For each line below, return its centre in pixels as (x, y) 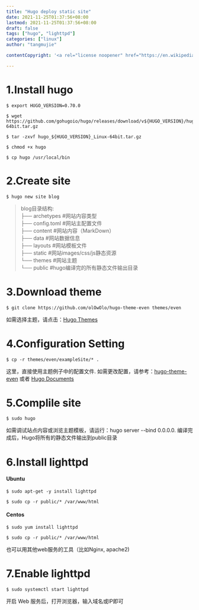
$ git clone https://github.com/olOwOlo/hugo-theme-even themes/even (94, 308)
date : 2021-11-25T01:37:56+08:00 (47, 17)
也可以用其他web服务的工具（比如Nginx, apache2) (68, 550)
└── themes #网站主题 (49, 260)
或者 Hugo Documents (46, 378)
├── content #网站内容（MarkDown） (68, 230)
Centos (15, 515)
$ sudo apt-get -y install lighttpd (51, 491)
